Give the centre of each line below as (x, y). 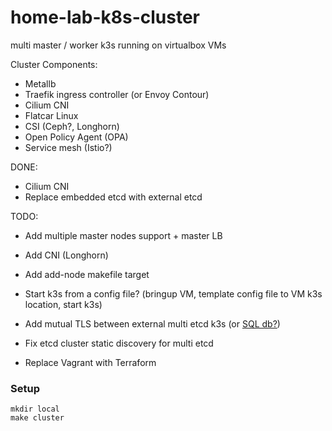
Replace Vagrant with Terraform (90, 362)
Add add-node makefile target (87, 274)
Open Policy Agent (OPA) (76, 137)
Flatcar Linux (51, 115)
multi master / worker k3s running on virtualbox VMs (118, 45)
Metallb (40, 83)
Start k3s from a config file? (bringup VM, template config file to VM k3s (173, 293)
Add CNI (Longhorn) (66, 255)
